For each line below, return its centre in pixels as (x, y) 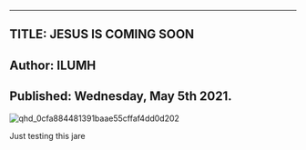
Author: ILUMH (53, 65)
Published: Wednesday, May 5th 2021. (121, 96)
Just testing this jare (47, 135)
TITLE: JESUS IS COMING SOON (102, 34)
